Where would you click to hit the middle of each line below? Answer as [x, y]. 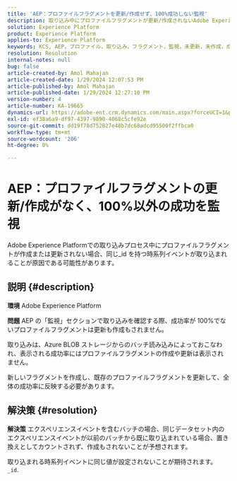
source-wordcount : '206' [44, 139]
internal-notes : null [39, 60]
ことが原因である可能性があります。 [66, 263]
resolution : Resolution [42, 54]
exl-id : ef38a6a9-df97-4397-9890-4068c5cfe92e [77, 119]
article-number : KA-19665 [45, 106]
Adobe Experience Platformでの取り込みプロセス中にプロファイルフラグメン [118, 245]
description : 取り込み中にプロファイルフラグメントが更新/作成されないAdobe [108, 21]
